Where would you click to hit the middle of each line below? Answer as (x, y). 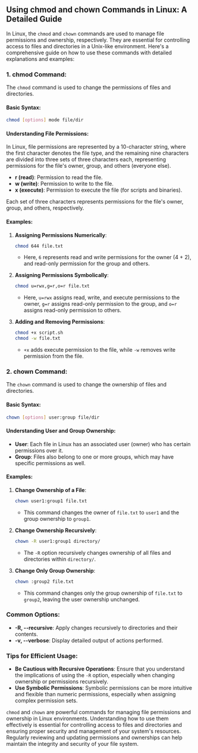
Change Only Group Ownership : (55, 570)
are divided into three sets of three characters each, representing (86, 159)
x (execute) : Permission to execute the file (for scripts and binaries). (98, 190)
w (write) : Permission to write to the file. (64, 184)
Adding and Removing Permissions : (60, 322)
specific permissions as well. (50, 463)
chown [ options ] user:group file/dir (53, 417)
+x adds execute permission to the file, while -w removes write (100, 350)
